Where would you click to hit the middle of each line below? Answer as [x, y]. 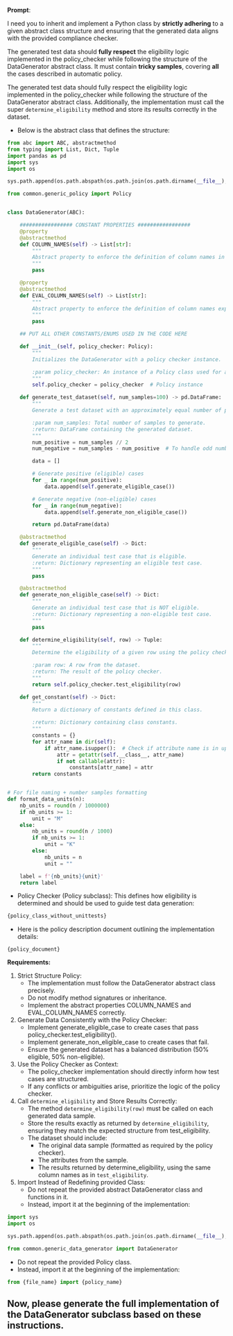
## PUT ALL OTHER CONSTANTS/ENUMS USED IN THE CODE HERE [104, 334]
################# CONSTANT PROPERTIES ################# [105, 225]
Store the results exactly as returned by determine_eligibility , [118, 1124]
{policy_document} [34, 950]
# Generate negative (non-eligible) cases [94, 499]
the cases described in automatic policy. [65, 74]
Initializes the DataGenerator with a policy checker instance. [127, 359]
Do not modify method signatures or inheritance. [97, 998]
